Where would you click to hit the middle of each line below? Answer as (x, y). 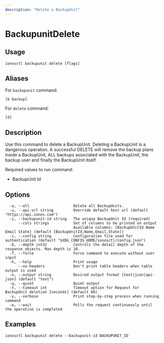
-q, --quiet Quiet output (55, 283)
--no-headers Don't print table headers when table (85, 266)
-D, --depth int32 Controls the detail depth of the (77, 245)
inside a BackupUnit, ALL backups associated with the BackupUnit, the (77, 155)
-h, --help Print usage (54, 262)
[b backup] (16, 99)
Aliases (17, 78)
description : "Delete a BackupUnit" (42, 10)
